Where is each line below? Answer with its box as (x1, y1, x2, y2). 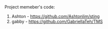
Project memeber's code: (4, 4, 55, 10)
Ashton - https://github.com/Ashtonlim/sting (11, 14, 100, 19)
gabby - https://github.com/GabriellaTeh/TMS (11, 19, 103, 24)
